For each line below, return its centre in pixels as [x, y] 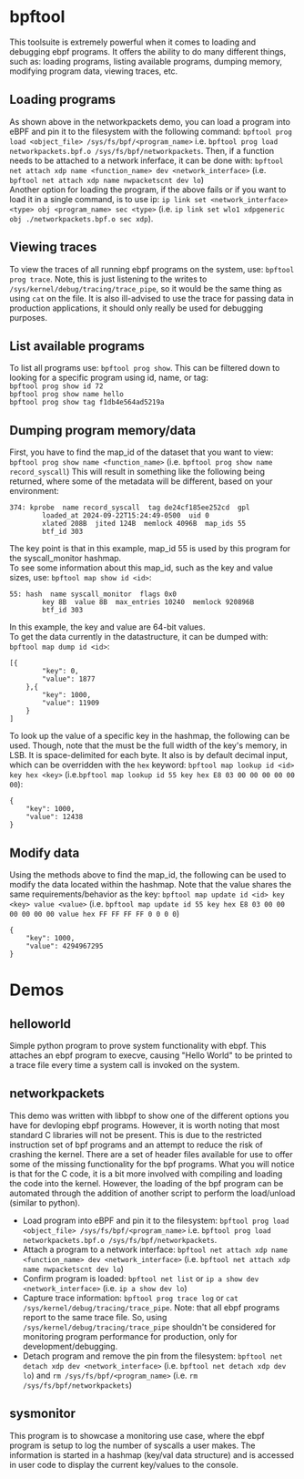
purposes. [29, 317]
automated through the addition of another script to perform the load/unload [152, 1193]
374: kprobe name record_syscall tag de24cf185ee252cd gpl [130, 508]
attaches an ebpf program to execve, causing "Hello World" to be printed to [151, 1055]
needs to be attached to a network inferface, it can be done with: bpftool [147, 160]
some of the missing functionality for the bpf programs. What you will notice [152, 1164]
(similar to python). [45, 1202]
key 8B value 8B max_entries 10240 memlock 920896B [148, 602]
